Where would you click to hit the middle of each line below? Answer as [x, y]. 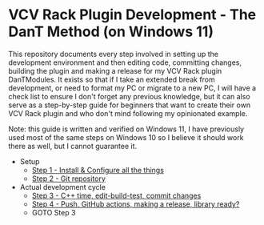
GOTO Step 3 [54, 212]
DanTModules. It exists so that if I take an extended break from [112, 79]
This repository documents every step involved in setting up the [113, 54]
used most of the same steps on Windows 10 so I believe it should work [126, 137]
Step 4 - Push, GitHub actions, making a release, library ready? [136, 204]
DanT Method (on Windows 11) [111, 32]
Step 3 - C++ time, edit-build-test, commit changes [116, 195]
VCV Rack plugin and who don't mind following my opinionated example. [128, 113]
